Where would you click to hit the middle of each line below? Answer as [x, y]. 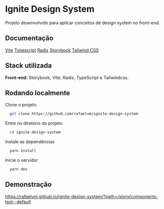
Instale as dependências [30, 142]
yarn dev [19, 169]
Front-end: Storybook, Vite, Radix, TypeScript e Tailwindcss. [67, 77]
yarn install [23, 151]
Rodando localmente [38, 93]
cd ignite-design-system [35, 132]
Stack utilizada [28, 66]
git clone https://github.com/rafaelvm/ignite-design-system [74, 114]
